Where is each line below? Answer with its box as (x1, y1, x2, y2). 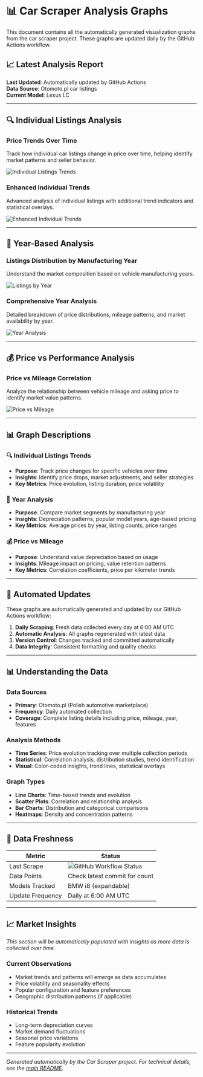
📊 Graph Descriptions (6, 430, 92, 440)
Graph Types (6, 777, 45, 786)
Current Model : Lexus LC (6, 91, 70, 99)
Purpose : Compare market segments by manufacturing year (14, 509, 166, 516)
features (14, 721, 36, 728)
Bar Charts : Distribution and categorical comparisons (14, 804, 149, 811)
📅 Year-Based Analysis (6, 239, 94, 249)
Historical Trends (6, 1007, 59, 1016)
